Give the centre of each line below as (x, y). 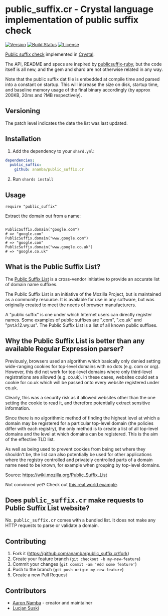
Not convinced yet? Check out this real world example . (62, 484)
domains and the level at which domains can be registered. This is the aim (81, 434)
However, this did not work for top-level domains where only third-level (79, 372)
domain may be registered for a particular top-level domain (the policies (79, 423)
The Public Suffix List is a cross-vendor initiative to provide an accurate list (82, 279)
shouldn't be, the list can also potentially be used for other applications (78, 454)
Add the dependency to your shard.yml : (53, 151)
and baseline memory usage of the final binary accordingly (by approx (78, 90)
